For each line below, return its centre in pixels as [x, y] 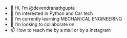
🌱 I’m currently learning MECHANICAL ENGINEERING [66, 19]
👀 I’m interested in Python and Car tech [51, 13]
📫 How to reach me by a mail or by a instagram [60, 30]
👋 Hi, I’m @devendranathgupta [43, 8]
